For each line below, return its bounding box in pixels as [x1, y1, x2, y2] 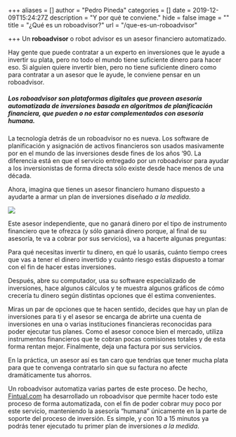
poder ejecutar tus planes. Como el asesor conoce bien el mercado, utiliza [8, 327, 223, 336]
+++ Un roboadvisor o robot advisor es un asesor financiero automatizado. [8, 34, 227, 43]
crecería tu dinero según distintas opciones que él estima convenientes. [8, 291, 216, 299]
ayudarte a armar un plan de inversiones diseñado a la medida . [8, 193, 191, 201]
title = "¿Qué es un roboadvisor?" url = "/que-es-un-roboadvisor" [8, 21, 198, 29]
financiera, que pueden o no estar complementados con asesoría [8, 109, 204, 117]
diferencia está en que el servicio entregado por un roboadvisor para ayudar [8, 156, 230, 164]
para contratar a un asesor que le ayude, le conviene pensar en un [8, 70, 201, 79]
